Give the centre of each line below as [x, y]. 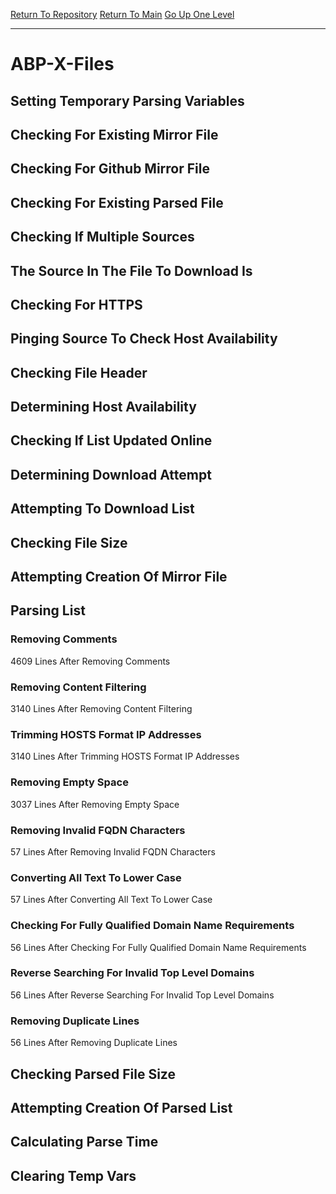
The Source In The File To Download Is [131, 270]
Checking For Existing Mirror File [114, 134]
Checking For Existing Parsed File [117, 202]
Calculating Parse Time [84, 1142]
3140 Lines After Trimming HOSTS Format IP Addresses [125, 756]
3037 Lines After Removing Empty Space [95, 804]
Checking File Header [79, 372]
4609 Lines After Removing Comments [90, 661]
